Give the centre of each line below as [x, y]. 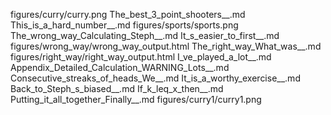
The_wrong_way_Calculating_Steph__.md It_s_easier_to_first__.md [145, 35]
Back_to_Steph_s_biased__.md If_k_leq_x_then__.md [117, 88]
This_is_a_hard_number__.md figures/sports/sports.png [124, 25]
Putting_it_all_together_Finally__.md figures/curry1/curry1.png [136, 99]
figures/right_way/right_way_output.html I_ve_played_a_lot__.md [141, 57]
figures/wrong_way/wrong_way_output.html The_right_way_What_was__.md [166, 46]
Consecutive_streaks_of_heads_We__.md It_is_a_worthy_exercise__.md [155, 78]
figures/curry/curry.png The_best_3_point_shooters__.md [128, 14]
